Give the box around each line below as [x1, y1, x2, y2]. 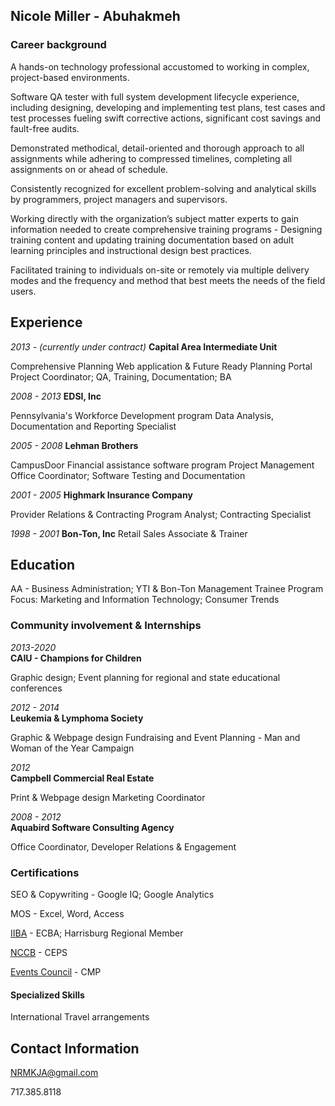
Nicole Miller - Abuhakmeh [10, 8, 181, 25]
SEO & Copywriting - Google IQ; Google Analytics [10, 888, 215, 900]
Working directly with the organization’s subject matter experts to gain [10, 212, 300, 224]
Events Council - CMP [10, 965, 102, 978]
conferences [10, 682, 63, 694]
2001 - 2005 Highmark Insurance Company [10, 489, 193, 501]
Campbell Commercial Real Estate [10, 772, 155, 784]
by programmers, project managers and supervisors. [10, 193, 228, 205]
